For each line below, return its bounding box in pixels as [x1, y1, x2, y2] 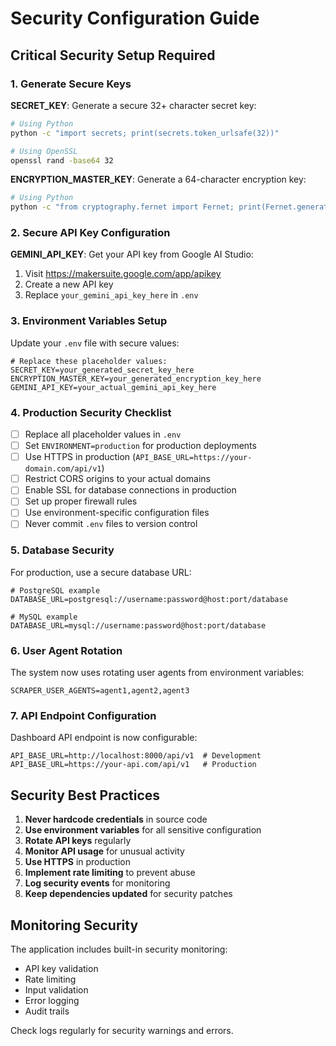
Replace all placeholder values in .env [24, 428, 182, 441]
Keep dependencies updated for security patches [24, 888, 233, 900]
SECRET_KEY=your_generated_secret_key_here [10, 365, 195, 375]
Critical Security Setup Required [10, 47, 216, 64]
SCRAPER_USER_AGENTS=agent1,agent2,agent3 [10, 686, 190, 696]
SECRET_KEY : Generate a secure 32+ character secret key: [10, 99, 257, 111]
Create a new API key [24, 278, 114, 291]
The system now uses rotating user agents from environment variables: [10, 667, 305, 679]
